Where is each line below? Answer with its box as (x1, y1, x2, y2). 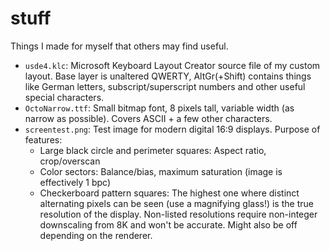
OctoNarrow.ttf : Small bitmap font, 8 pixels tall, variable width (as (24, 102, 295, 114)
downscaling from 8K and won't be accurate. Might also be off (39, 218, 298, 231)
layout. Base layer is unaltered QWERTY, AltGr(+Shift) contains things (24, 70, 312, 82)
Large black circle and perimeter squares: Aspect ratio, (39, 144, 267, 156)
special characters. (24, 91, 105, 103)
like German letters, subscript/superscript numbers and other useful (24, 80, 306, 92)
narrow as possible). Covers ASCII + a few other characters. (24, 112, 273, 124)
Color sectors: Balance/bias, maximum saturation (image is (39, 165, 283, 177)
